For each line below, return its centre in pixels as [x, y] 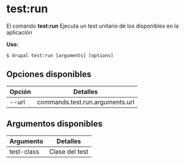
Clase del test [69, 151]
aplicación [19, 32]
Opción [20, 92]
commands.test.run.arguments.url [85, 102]
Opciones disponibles [49, 75]
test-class [25, 151]
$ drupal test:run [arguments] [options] [60, 55]
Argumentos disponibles [55, 124]
